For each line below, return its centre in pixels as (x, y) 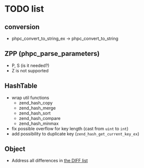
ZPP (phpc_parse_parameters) (52, 54)
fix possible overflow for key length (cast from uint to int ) (70, 128)
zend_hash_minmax (39, 123)
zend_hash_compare (40, 118)
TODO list (24, 9)
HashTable (21, 86)
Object (15, 149)
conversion (22, 27)
